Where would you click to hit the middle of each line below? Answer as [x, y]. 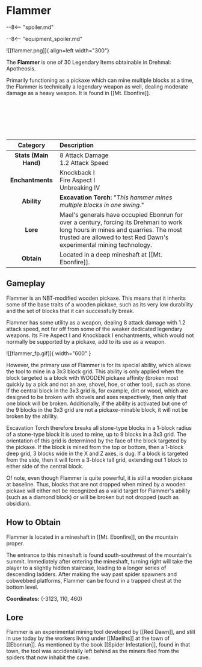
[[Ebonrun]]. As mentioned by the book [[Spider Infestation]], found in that [98, 645]
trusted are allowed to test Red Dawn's [114, 237]
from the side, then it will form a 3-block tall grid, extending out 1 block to [97, 460]
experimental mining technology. [106, 244]
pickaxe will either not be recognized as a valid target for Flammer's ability [98, 491]
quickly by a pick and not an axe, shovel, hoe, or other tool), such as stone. [99, 384]
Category [32, 145]
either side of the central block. [45, 466]
